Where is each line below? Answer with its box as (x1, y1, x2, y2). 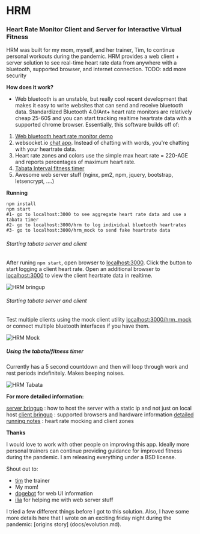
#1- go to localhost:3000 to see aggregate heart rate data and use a (6, 212, 187, 218)
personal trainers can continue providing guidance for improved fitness (6, 447, 183, 454)
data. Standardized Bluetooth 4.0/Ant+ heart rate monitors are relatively (14, 108, 192, 115)
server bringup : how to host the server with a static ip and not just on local (6, 404, 192, 412)
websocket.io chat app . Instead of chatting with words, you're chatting (14, 139, 190, 147)
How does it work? (6, 84, 54, 91)
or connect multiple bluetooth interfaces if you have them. (6, 322, 150, 329)
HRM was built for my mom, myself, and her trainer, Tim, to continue (6, 46, 175, 54)
